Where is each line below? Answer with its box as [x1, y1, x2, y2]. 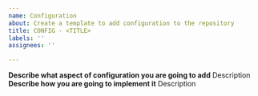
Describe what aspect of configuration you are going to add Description [8, 70, 251, 80]
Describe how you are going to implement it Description [8, 79, 196, 89]
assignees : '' [8, 42, 56, 50]
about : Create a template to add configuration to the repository [8, 19, 235, 27]
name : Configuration [8, 11, 78, 20]
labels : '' [8, 34, 45, 42]
